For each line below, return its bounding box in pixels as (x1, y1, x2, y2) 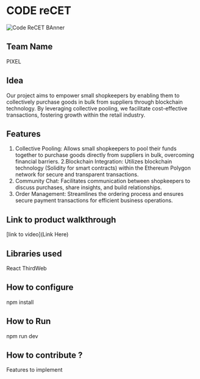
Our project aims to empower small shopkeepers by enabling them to (6, 92, 180, 99)
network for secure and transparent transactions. (15, 171, 139, 178)
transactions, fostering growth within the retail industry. (6, 111, 145, 118)
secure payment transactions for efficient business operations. (15, 197, 173, 204)
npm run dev (6, 332, 38, 339)
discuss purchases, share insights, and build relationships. (15, 184, 162, 191)
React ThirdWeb (6, 265, 47, 272)
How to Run (6, 316, 51, 327)
